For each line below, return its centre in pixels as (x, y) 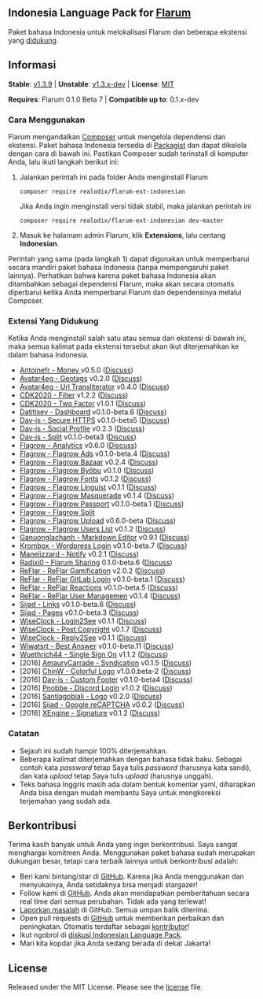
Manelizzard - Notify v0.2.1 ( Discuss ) (79, 554)
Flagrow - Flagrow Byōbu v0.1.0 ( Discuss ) (87, 471)
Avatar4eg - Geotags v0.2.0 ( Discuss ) (81, 379)
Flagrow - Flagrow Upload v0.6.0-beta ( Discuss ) (98, 521)
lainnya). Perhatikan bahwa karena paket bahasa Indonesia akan (112, 276)
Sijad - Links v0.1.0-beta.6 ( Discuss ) (78, 605)
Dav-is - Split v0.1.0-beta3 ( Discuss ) (78, 437)
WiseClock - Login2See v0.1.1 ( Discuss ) (83, 621)
